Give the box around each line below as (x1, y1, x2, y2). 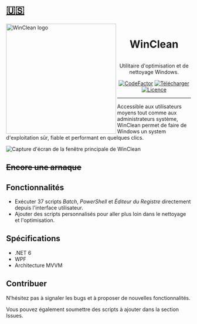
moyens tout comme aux (117, 109, 177, 116)
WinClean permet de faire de (117, 122, 187, 129)
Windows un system (117, 127, 166, 135)
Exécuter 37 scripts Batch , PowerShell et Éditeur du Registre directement (14, 198, 191, 205)
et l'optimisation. (14, 217, 55, 224)
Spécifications (6, 234, 60, 244)
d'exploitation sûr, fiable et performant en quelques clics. (6, 134, 144, 141)
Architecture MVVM (14, 262, 63, 269)
